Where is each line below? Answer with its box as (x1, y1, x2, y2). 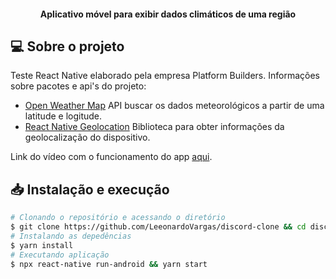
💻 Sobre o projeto (10, 38, 125, 55)
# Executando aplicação (10, 250, 110, 260)
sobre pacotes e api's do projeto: (10, 80, 147, 92)
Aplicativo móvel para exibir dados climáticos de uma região (39, 8, 297, 20)
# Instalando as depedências (10, 231, 132, 241)
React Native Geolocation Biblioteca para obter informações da (24, 121, 285, 133)
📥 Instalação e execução (10, 181, 170, 198)
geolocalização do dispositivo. (24, 131, 151, 144)
